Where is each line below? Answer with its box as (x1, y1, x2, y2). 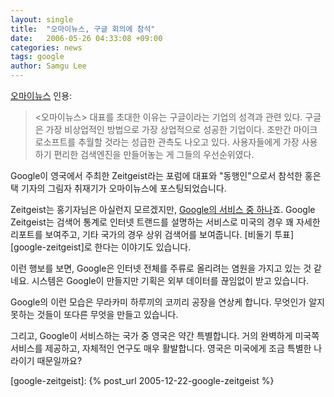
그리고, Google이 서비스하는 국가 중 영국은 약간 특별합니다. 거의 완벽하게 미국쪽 (10, 330, 320, 341)
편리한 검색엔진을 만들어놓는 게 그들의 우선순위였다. (53, 149, 255, 160)
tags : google (10, 52, 65, 62)
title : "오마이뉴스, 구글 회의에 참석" (10, 24, 156, 34)
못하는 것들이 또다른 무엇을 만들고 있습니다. (10, 309, 179, 320)
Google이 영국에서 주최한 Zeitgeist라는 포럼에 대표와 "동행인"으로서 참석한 (10, 170, 303, 181)
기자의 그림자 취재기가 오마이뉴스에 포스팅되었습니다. (20, 182, 227, 194)
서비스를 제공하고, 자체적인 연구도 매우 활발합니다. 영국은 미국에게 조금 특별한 (10, 342, 312, 354)
